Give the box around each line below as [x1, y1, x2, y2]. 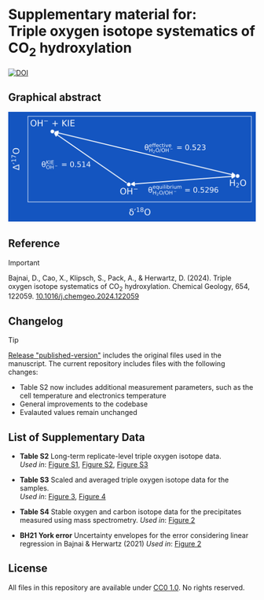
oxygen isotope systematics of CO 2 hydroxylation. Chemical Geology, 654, [8, 281, 250, 293]
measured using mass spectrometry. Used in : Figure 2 [19, 516, 196, 525]
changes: [8, 368, 38, 377]
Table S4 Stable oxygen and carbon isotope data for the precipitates [19, 507, 242, 517]
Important [8, 257, 40, 267]
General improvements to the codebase [19, 399, 148, 409]
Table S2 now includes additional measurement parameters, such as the [19, 383, 254, 392]
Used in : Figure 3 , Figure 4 [19, 492, 106, 502]
